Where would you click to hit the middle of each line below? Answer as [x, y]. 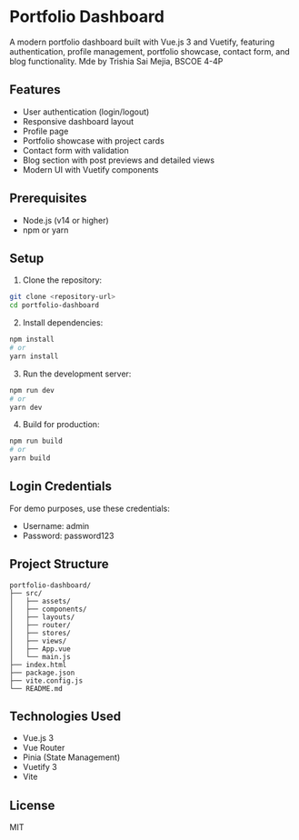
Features [35, 90]
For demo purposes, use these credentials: [90, 508]
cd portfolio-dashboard [55, 305]
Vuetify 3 [40, 767]
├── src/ [26, 593]
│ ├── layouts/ [42, 617]
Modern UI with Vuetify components [90, 169]
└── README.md [36, 688]
